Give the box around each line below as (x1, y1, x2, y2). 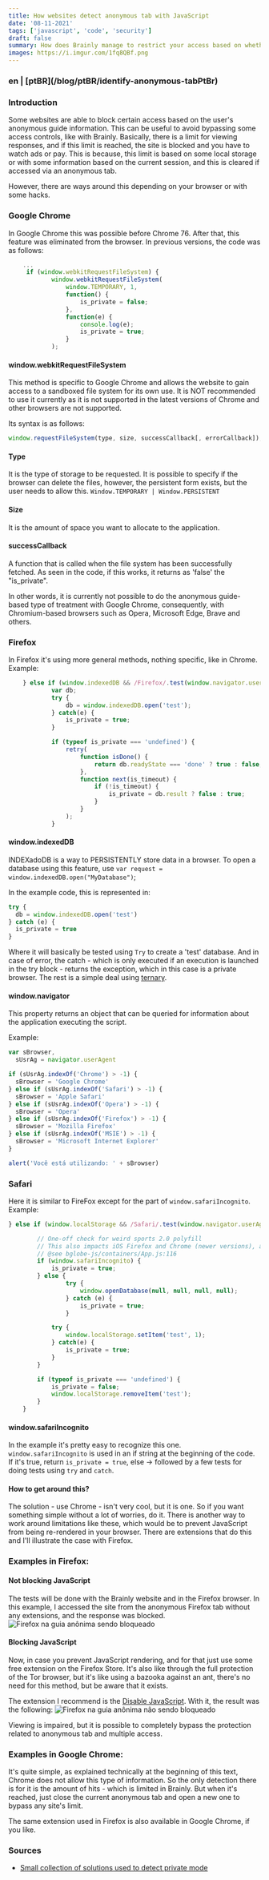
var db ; (50, 686, 78, 694)
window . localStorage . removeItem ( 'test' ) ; (50, 1390, 192, 1398)
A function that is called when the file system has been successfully (8, 558, 233, 568)
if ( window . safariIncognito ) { (37, 1257, 142, 1265)
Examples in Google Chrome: (8, 1749, 124, 1760)
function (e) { (65, 313, 113, 321)
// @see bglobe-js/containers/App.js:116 (37, 1250, 178, 1258)
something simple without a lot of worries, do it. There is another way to (8, 1510, 246, 1520)
